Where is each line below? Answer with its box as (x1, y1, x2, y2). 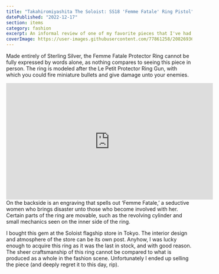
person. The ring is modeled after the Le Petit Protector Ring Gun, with (6, 65, 177, 72)
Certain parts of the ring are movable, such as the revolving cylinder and (6, 212, 182, 219)
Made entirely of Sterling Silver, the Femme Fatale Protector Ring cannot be (6, 53, 189, 59)
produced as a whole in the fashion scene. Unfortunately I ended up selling (6, 255, 189, 262)
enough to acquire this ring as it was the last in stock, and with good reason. (6, 242, 192, 249)
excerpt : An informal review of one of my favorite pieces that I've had (6, 31, 192, 37)
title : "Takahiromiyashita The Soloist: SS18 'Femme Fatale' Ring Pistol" (6, 8, 194, 15)
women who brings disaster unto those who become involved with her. (6, 205, 178, 212)
